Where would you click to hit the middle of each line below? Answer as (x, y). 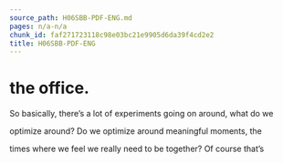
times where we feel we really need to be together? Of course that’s (137, 149)
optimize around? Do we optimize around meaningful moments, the (136, 131)
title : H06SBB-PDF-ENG (52, 43)
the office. (49, 88)
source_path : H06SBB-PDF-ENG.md (71, 18)
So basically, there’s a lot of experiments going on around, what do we (141, 114)
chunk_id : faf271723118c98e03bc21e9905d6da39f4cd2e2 (112, 35)
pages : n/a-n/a (38, 26)
